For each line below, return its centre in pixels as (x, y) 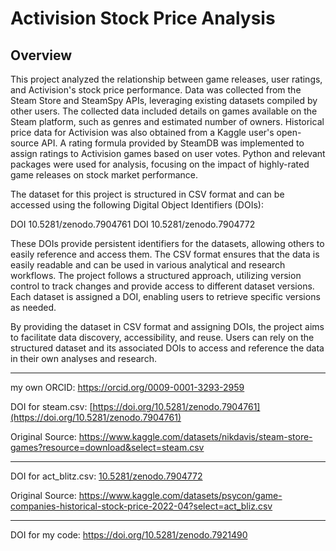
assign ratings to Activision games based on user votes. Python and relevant (168, 153)
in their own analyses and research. (83, 358)
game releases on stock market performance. (104, 175)
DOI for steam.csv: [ (51, 406)
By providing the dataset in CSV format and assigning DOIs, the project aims (167, 326)
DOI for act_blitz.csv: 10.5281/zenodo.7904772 (106, 476)
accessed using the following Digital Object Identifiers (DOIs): (137, 205)
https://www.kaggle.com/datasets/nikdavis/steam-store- (195, 436)
